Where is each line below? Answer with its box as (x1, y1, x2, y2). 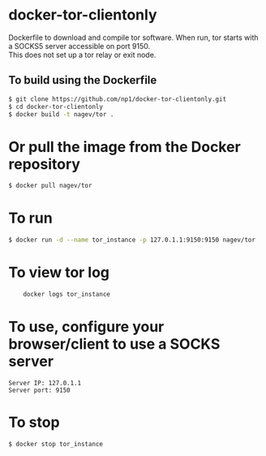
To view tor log (8, 263, 110, 282)
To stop (8, 413, 60, 432)
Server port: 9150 (8, 386, 71, 394)
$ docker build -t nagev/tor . (8, 110, 114, 119)
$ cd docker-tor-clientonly (8, 102, 104, 111)
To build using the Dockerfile (8, 73, 157, 87)
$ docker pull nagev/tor (8, 181, 92, 190)
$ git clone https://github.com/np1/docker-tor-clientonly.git (8, 95, 227, 103)
